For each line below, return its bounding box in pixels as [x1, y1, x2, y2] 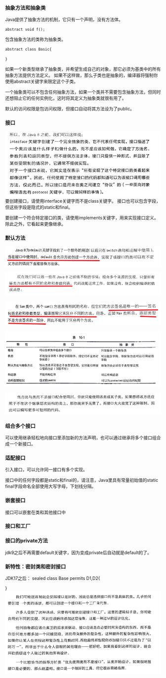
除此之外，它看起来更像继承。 [5, 221, 66, 226]
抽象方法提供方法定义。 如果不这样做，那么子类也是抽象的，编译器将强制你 [5, 72, 158, 78]
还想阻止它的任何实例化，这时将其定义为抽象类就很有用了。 [5, 95, 126, 101]
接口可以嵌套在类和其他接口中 [5, 509, 66, 515]
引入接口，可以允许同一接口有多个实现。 [5, 467, 87, 473]
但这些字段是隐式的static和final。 [5, 204, 73, 210]
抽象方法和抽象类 [5, 4, 46, 11]
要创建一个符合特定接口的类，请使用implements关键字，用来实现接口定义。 [5, 215, 159, 221]
